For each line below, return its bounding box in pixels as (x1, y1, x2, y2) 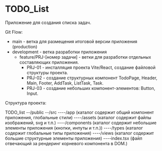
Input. (26, 90, 38, 96)
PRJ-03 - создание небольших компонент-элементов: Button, (26, 85, 156, 91)
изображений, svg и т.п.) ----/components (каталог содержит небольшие (5, 120, 157, 126)
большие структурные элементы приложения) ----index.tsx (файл (5, 135, 143, 141)
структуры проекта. (26, 69, 68, 75)
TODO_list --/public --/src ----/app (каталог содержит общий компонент (5, 109, 154, 115)
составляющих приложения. (19, 59, 79, 65)
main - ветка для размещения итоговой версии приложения (12, 38, 138, 44)
